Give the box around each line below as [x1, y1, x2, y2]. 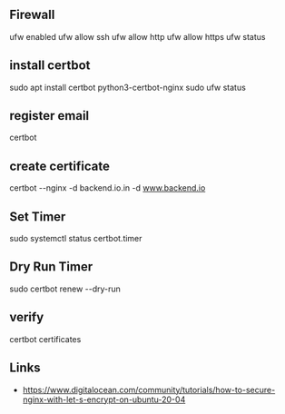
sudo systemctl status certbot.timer [9, 233, 142, 244]
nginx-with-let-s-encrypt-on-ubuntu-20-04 [22, 394, 186, 405]
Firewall [9, 7, 55, 23]
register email [9, 108, 90, 123]
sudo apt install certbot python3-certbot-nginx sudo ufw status [9, 82, 247, 93]
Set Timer [9, 209, 66, 224]
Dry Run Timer [9, 259, 93, 275]
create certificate [9, 158, 111, 173]
